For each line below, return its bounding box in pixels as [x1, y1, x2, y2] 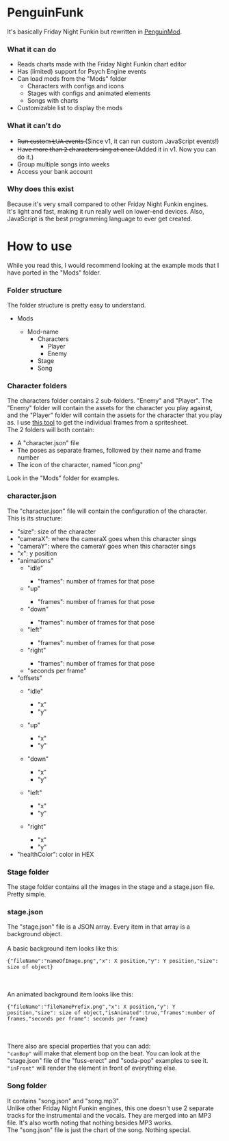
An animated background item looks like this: [7, 990, 133, 999]
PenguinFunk [7, 5, 84, 21]
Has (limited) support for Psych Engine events [16, 67, 147, 76]
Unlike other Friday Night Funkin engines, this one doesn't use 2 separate [7, 1104, 214, 1112]
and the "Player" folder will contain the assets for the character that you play [7, 411, 223, 419]
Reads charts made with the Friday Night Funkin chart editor [16, 60, 187, 68]
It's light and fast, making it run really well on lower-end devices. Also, [7, 207, 204, 215]
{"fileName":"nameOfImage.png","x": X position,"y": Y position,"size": [7, 957, 219, 965]
